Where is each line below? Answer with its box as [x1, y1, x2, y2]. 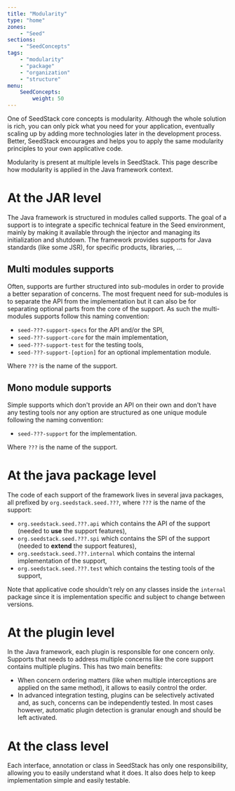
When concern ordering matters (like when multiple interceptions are [17, 676, 217, 685]
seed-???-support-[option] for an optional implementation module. [17, 348, 212, 356]
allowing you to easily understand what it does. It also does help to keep [7, 769, 216, 777]
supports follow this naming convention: [34, 312, 149, 320]
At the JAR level [7, 190, 102, 206]
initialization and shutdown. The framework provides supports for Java [7, 235, 212, 244]
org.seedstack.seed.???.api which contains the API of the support [17, 519, 210, 528]
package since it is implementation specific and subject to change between [7, 592, 226, 601]
